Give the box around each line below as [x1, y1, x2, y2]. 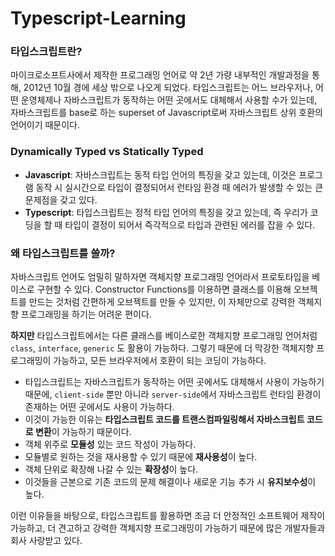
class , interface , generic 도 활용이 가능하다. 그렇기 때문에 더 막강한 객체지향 [10, 342, 315, 354]
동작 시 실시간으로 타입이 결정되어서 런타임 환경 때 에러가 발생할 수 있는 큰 [35, 181, 324, 193]
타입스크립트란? [10, 45, 83, 59]
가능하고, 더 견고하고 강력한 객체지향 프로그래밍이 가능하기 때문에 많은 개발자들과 [10, 522, 326, 534]
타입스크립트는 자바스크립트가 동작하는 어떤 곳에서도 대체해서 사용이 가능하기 [24, 376, 325, 388]
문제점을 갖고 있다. [24, 193, 98, 206]
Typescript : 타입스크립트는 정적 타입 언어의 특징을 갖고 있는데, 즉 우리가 [24, 206, 308, 218]
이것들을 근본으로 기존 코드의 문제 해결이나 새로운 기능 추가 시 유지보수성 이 [24, 476, 317, 488]
